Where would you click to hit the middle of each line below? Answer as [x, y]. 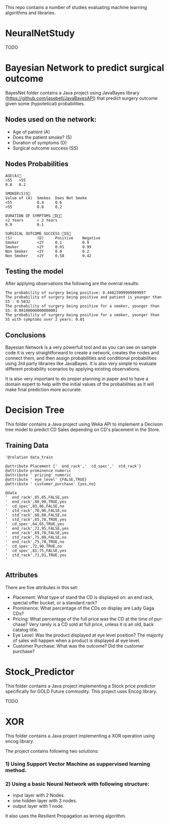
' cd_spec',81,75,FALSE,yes [36, 551]
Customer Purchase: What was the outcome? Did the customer [78, 646]
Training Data [27, 446]
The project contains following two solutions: [52, 751]
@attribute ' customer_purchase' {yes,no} [51, 484]
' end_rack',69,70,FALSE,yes [37, 533]
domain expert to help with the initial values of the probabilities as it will [80, 384]
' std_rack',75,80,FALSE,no [36, 537]
